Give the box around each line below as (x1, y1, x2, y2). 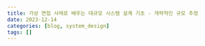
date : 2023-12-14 (7, 16, 57, 23)
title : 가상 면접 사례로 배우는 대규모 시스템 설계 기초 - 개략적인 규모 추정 (7, 9, 199, 17)
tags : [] (7, 28, 32, 36)
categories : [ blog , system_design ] (7, 22, 110, 29)
